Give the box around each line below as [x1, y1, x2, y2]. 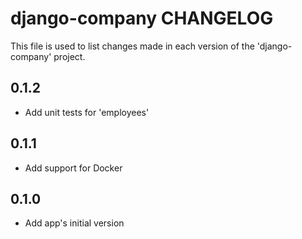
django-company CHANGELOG [10, 7, 274, 30]
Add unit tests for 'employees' [24, 106, 150, 118]
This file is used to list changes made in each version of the [10, 40, 255, 52]
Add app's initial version [24, 217, 125, 229]
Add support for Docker [24, 162, 123, 174]
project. [53, 50, 86, 62]
